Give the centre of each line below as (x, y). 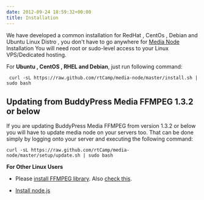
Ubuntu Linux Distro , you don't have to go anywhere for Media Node (93, 42)
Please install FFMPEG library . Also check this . (74, 179)
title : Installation (33, 18)
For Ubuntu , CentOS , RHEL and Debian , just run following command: (94, 66)
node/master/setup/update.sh (43, 156)
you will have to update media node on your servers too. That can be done (100, 133)
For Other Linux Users (35, 167)
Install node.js (33, 191)
